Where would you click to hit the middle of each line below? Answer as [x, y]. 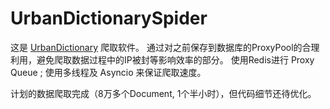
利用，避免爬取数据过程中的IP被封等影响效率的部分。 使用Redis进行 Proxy [162, 59]
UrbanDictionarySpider [109, 18]
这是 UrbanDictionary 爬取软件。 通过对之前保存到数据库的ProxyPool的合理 [165, 47]
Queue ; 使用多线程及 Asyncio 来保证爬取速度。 [108, 72]
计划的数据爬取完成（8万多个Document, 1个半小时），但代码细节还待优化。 [163, 93]
